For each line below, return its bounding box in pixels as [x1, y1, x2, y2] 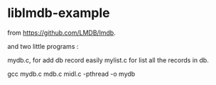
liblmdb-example [7, 5, 110, 21]
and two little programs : [7, 42, 79, 50]
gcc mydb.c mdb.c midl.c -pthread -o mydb [7, 69, 136, 78]
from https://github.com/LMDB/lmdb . [7, 28, 116, 37]
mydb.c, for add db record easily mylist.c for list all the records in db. [7, 55, 210, 64]
